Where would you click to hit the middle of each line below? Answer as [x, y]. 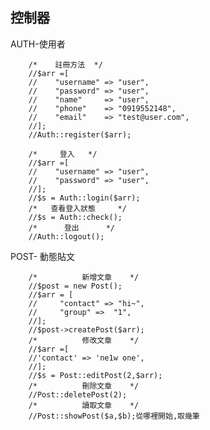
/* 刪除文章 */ [84, 386]
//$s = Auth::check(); [75, 217]
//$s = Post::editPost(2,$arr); [95, 375]
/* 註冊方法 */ [65, 64]
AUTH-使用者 [38, 44]
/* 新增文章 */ [84, 277]
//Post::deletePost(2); [78, 394]
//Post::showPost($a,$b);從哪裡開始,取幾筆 [114, 416]
